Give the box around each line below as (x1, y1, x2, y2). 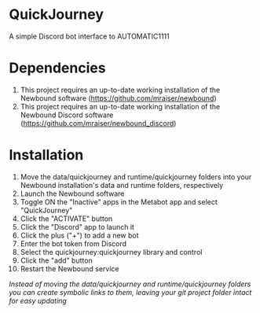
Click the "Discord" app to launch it (20, 222, 134, 231)
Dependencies (9, 59, 106, 77)
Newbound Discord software (20, 110, 114, 120)
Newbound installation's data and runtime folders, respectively (20, 180, 224, 190)
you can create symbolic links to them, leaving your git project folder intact (9, 287, 252, 296)
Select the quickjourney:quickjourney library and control (20, 247, 203, 256)
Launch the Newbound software (20, 189, 125, 198)
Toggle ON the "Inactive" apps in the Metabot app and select (20, 197, 218, 206)
